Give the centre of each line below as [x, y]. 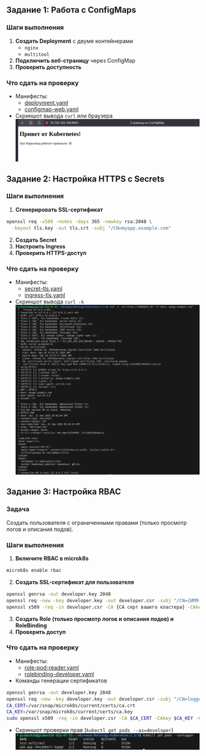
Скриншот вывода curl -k [50, 301]
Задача [18, 510]
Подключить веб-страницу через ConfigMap [75, 60]
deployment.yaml [46, 102]
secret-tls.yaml [43, 288]
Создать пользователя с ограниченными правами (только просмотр [97, 522]
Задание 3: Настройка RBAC [64, 492]
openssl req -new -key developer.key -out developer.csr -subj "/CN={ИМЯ [103, 600]
